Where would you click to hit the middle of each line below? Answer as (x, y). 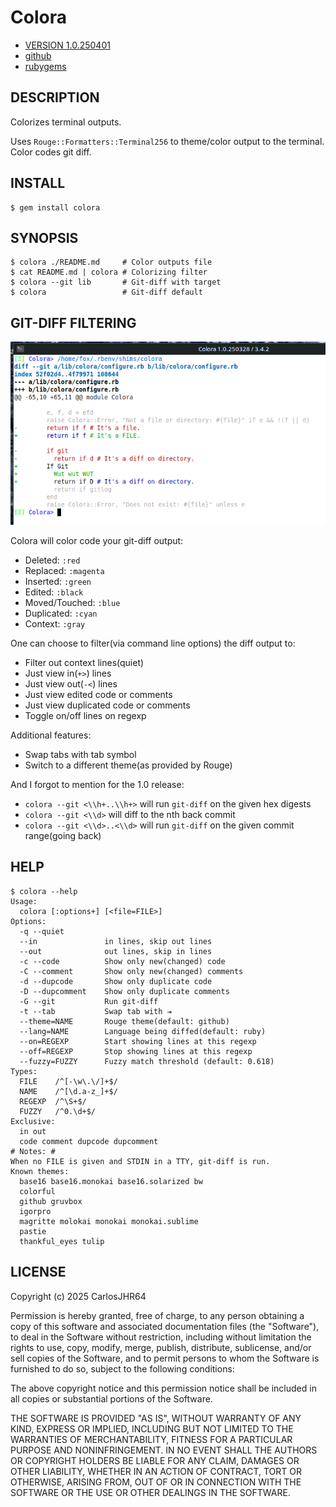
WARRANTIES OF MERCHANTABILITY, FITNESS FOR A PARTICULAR (151, 1439)
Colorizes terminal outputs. (66, 122)
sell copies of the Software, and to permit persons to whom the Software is (165, 1358)
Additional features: (51, 735)
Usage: (24, 901)
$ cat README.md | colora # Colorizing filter (109, 272)
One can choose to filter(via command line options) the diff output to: (153, 643)
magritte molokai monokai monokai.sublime (109, 1221)
